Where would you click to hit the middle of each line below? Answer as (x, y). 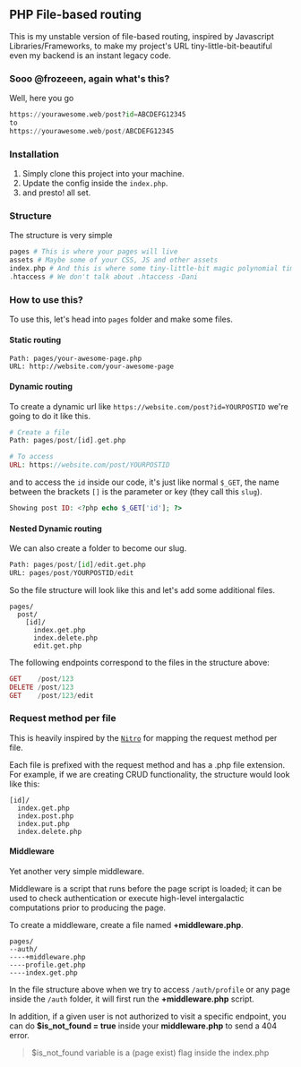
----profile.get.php (48, 965)
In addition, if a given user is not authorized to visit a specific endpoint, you (148, 1016)
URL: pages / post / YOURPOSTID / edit (72, 572)
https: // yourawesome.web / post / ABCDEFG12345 (92, 131)
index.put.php (43, 823)
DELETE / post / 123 (42, 687)
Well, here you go (42, 99)
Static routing (35, 340)
